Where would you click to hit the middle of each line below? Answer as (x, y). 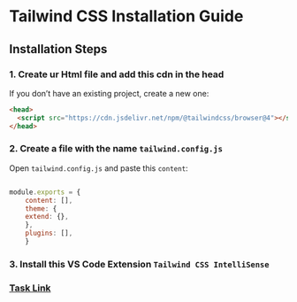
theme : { (41, 209)
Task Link (30, 288)
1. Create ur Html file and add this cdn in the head (117, 74)
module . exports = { (45, 192)
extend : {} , (47, 217)
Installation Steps (58, 49)
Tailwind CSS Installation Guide (126, 16)
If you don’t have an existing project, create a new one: (109, 93)
